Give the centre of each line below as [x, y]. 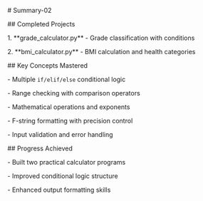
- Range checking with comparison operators [74, 93]
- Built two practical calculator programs [67, 162]
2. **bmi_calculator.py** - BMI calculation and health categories [101, 52]
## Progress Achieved [40, 148]
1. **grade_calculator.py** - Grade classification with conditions [101, 38]
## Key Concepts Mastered [47, 66]
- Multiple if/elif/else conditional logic [67, 79]
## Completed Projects [41, 24]
